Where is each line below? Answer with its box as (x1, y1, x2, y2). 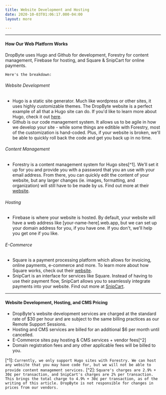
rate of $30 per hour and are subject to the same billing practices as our (12, 316, 160, 322)
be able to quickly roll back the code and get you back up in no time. (12, 134, 152, 140)
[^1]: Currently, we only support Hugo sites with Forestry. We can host (5, 357, 157, 363)
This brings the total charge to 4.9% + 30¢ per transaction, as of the (5, 376, 158, 381)
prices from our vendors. (5, 385, 58, 390)
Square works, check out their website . (12, 267, 92, 273)
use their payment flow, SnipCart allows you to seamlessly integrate (12, 278, 151, 284)
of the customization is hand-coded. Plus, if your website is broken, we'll (12, 130, 161, 135)
